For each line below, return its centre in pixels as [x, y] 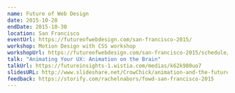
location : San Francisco [43, 33]
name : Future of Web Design [48, 14]
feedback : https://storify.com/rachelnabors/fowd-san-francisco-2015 [111, 79]
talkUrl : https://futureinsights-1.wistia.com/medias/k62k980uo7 [104, 66]
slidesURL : [23, 72]
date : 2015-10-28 [33, 20]
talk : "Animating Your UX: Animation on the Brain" [84, 59]
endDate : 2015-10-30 [37, 27]
